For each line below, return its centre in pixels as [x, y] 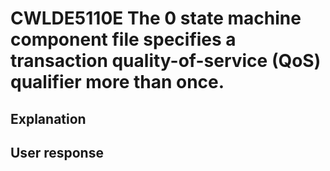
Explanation [48, 118]
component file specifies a [123, 39]
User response [57, 152]
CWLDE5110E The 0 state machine [156, 18]
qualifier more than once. [117, 82]
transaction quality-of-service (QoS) [166, 61]
